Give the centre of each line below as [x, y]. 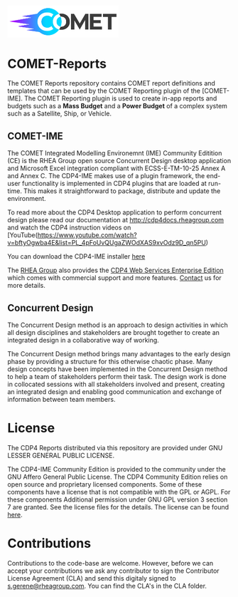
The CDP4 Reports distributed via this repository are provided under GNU [115, 448]
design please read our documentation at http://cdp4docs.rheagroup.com [116, 220]
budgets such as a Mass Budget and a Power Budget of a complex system [117, 106]
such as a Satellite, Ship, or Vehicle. [60, 114]
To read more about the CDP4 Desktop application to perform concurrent [114, 212]
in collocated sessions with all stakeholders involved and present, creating [116, 384]
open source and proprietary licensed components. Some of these [105, 484]
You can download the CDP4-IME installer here [76, 256]
